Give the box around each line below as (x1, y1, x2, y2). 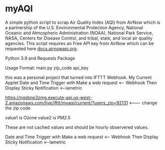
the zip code (5, 105, 31, 111)
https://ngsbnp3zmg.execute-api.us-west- (5, 95, 92, 100)
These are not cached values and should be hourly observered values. (5, 124, 149, 130)
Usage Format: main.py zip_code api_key (5, 65, 89, 71)
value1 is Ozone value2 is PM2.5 (5, 114, 71, 120)
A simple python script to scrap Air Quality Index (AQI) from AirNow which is (5, 19, 161, 25)
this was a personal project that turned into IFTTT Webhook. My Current (5, 74, 152, 80)
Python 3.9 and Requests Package (5, 55, 76, 61)
